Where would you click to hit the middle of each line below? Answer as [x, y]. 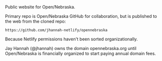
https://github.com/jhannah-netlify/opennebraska [56, 30]
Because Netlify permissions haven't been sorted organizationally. [72, 39]
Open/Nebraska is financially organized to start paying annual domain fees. [81, 53]
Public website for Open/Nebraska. [40, 7]
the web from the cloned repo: [36, 21]
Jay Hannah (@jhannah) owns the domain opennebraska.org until [71, 48]
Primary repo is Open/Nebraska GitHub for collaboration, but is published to [81, 16]
